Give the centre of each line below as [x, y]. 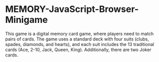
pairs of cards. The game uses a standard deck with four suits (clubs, [77, 39]
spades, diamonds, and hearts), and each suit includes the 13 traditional [80, 44]
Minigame [26, 20]
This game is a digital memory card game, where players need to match [79, 33]
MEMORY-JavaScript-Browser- [72, 9]
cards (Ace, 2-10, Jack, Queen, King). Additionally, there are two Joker [78, 49]
